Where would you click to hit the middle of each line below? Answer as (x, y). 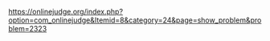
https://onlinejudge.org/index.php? (65, 12)
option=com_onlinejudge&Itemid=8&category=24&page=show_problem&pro (135, 20)
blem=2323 (28, 29)
